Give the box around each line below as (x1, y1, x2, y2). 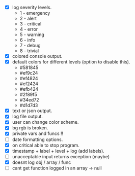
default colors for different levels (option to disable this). (12, 59, 130, 65)
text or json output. (12, 108, 52, 114)
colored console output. (12, 53, 63, 59)
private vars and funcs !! (12, 130, 64, 136)
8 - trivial (19, 48, 39, 54)
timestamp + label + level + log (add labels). (12, 148, 105, 154)
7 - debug (19, 43, 41, 49)
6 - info (19, 37, 36, 43)
